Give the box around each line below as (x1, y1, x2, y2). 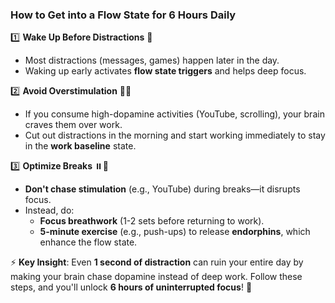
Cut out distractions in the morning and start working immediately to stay (24, 129, 326, 142)
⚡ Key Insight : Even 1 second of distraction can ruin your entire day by (10, 256, 304, 268)
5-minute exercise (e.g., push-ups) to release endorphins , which (39, 226, 311, 238)
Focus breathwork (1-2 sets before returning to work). (39, 215, 265, 227)
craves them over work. (24, 119, 123, 131)
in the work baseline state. (24, 140, 137, 152)
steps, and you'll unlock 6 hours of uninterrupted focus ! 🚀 (10, 281, 253, 293)
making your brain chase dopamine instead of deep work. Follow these (10, 271, 303, 283)
